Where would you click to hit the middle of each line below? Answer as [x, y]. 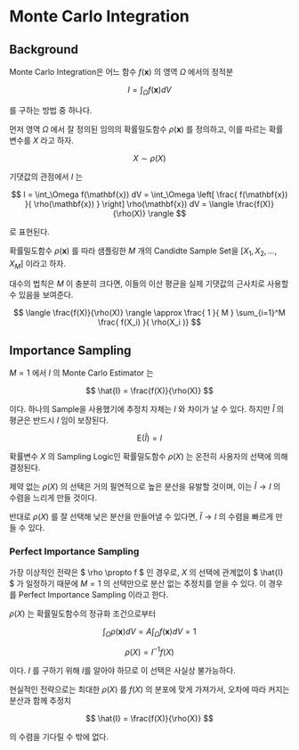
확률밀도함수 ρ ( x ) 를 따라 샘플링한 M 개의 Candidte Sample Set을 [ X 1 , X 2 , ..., [143, 251]
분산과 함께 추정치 [40, 700]
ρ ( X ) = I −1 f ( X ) [149, 651]
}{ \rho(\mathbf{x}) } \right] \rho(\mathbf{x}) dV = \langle [129, 203]
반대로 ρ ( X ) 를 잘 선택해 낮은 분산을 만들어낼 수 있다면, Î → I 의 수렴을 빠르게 [141, 517]
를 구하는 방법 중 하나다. [51, 110]
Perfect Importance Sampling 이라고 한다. [93, 594]
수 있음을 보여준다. [41, 295]
